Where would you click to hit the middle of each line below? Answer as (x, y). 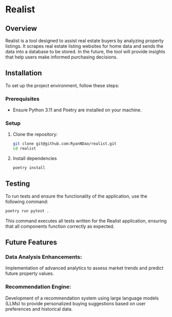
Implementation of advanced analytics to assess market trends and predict (84, 268)
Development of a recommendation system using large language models (82, 298)
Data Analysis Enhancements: (44, 257)
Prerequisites (22, 98)
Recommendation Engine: (38, 287)
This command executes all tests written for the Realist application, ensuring (86, 221)
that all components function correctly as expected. (60, 226)
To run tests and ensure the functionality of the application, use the (76, 196)
